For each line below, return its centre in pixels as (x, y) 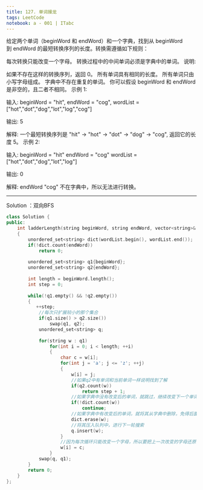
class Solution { (28, 217)
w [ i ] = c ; (72, 448)
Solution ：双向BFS (30, 206)
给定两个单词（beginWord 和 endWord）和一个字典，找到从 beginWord (95, 41)
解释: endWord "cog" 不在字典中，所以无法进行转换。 (73, 187)
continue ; (94, 408)
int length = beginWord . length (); (71, 279)
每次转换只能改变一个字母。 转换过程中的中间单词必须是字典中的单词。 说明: (101, 62)
